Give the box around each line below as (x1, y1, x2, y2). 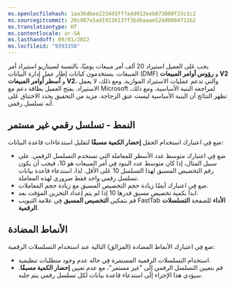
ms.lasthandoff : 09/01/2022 (8, 36, 90, 43)
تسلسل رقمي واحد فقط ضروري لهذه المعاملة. (17, 173, 139, 182)
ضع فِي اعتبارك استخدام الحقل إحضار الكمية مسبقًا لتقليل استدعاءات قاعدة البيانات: (8, 138, 224, 146)
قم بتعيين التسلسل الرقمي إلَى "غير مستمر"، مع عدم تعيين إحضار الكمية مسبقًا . (17, 263, 223, 271)
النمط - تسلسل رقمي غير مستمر (8, 120, 136, 131)
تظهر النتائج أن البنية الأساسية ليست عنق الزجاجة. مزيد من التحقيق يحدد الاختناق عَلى (8, 92, 227, 100)
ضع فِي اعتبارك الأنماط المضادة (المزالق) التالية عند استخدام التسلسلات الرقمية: (8, 242, 215, 250)
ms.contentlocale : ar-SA (8, 29, 80, 37)
